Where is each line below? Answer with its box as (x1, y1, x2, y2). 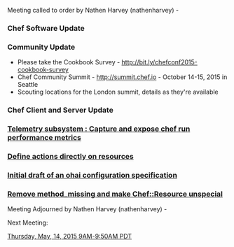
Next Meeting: (7, 218, 48, 227)
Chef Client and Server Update (7, 105, 113, 115)
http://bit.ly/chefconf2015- (121, 58, 198, 66)
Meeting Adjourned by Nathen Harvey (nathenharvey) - (7, 205, 167, 213)
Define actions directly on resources (7, 151, 135, 161)
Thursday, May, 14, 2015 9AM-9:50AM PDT (7, 232, 132, 241)
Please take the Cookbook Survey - (17, 58, 121, 66)
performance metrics (7, 133, 82, 143)
